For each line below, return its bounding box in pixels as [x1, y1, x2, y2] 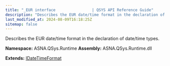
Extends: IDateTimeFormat [5, 55, 62, 61]
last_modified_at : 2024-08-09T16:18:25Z [5, 17, 93, 22]
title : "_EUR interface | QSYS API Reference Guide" [5, 7, 154, 13]
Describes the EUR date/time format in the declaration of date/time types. [5, 36, 160, 42]
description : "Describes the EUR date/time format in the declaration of [5, 12, 165, 17]
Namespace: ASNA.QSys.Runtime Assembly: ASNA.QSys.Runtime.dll [5, 45, 152, 51]
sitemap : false [5, 21, 38, 27]
